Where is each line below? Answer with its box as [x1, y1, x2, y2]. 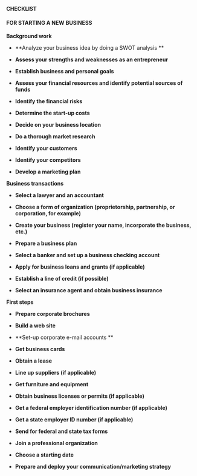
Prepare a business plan [15, 240, 77, 247]
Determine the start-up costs [15, 109, 90, 117]
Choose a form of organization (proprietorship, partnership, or [15, 203, 175, 211]
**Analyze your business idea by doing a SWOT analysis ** [15, 44, 164, 52]
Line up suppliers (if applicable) [15, 369, 97, 377]
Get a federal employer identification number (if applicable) [15, 404, 168, 412]
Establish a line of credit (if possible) [15, 275, 109, 283]
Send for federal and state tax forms [15, 427, 108, 435]
